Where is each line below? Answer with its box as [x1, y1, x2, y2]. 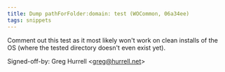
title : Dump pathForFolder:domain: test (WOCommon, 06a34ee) [7, 10, 190, 17]
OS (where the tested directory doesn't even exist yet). [7, 43, 166, 52]
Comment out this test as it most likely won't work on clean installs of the [7, 36, 219, 44]
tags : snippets [7, 17, 52, 24]
